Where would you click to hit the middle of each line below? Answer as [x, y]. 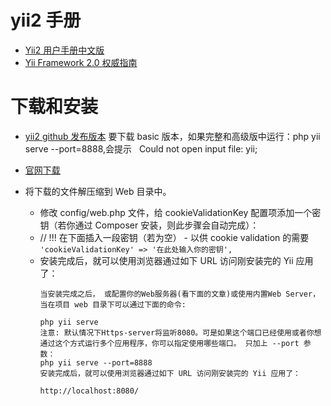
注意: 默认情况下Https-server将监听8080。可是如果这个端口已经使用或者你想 [180, 332]
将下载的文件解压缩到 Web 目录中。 [98, 191]
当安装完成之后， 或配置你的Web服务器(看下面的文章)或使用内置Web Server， [180, 294]
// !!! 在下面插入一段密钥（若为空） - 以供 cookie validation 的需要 [174, 237]
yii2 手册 [46, 20]
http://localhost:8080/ [89, 391]
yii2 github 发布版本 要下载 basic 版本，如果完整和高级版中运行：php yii [172, 136]
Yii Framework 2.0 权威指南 [81, 62]
